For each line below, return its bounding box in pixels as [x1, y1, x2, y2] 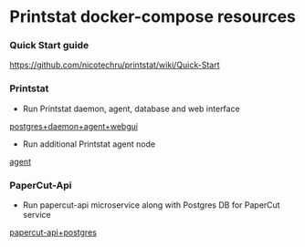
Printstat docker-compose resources [9, 6, 297, 27]
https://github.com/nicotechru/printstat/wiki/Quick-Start [9, 59, 220, 70]
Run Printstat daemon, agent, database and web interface [22, 103, 240, 114]
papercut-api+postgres [9, 227, 98, 238]
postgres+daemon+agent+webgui [9, 120, 139, 131]
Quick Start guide [9, 39, 89, 52]
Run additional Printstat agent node [22, 139, 156, 149]
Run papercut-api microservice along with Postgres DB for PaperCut [22, 200, 280, 211]
